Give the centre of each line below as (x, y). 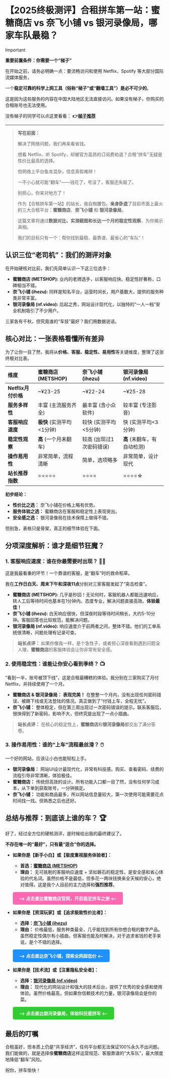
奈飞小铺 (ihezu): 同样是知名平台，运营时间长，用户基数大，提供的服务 (86, 291)
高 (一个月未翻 (55, 439)
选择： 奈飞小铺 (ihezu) (44, 923)
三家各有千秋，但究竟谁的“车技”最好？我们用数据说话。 (62, 321)
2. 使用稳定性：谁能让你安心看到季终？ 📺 (55, 664)
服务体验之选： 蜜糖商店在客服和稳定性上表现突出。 (66, 511)
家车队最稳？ (32, 36)
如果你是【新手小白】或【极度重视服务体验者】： (62, 855)
